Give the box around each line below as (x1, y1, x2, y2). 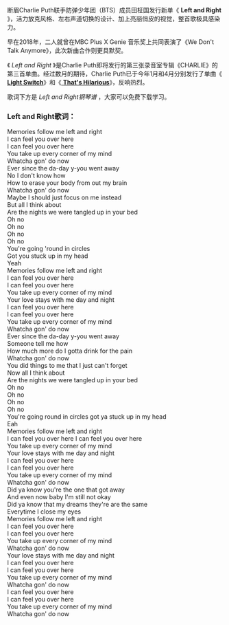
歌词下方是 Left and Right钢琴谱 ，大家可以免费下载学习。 (7, 93, 171, 101)
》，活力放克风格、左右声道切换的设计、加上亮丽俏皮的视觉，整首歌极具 (7, 14, 208, 23)
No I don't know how (7, 171, 66, 180)
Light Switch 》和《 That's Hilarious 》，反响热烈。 (7, 78, 149, 86)
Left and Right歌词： (7, 111, 76, 121)
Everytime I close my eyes (7, 507, 81, 516)
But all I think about (7, 201, 62, 209)
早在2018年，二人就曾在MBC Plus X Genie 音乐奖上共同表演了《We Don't (7, 38, 215, 46)
